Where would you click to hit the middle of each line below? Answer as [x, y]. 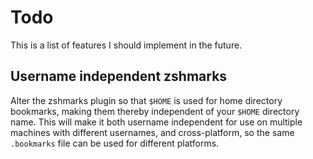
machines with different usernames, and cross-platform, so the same [152, 132]
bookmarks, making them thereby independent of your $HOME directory [155, 111]
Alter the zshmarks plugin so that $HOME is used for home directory [146, 100]
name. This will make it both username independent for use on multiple [156, 122]
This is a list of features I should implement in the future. [126, 45]
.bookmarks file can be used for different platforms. [115, 143]
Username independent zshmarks [119, 76]
